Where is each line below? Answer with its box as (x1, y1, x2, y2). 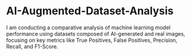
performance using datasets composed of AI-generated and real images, (6, 30, 186, 37)
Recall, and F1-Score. (6, 43, 58, 50)
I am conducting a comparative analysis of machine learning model (6, 24, 171, 31)
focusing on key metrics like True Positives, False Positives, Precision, (6, 36, 177, 43)
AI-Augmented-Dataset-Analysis (6, 4, 174, 18)
